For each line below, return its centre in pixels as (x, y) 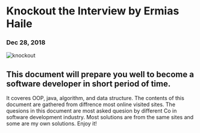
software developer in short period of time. (89, 84)
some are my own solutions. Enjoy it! (52, 123)
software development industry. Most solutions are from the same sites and (100, 117)
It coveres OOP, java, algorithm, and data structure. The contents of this (95, 98)
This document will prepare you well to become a (100, 74)
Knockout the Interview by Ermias (93, 11)
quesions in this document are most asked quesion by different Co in (92, 111)
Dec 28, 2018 (26, 43)
